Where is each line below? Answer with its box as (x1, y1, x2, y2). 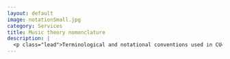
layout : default (7, 9, 53, 17)
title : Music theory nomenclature (7, 28, 106, 36)
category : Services (7, 22, 63, 29)
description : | (7, 35, 51, 42)
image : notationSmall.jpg (7, 16, 81, 23)
